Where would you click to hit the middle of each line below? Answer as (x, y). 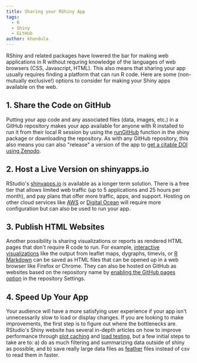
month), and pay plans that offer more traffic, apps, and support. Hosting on (98, 196)
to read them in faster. (33, 355)
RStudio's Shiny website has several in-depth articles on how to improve (94, 330)
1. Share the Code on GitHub (59, 106)
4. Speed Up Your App (47, 297)
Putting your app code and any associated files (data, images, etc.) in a (92, 119)
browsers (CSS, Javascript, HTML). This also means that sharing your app (96, 68)
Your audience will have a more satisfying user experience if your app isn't (96, 311)
